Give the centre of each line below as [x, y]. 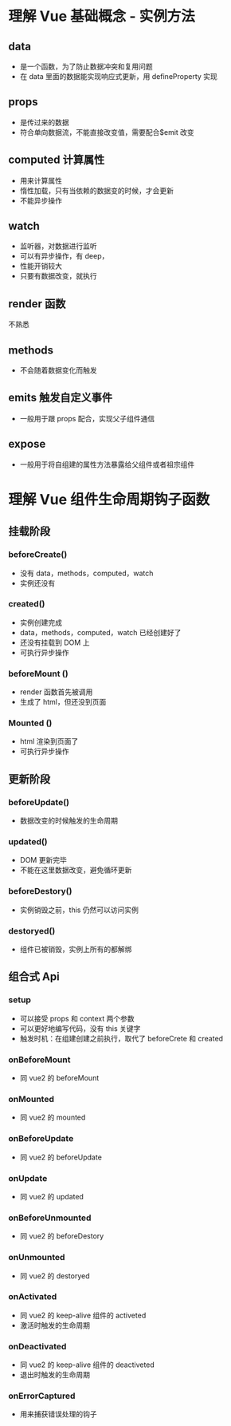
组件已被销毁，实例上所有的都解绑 [76, 950]
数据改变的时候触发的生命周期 [69, 821]
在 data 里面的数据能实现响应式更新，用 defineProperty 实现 [118, 76]
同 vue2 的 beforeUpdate [61, 1157]
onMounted [31, 1099]
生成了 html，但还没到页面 [63, 702]
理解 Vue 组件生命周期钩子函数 [109, 499]
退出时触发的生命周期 [55, 1375]
